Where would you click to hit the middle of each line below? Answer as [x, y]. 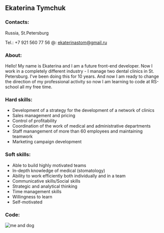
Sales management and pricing [43, 116]
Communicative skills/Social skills [46, 181]
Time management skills [37, 191]
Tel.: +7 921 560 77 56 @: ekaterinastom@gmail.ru [56, 42]
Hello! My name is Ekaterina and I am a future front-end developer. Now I [79, 66]
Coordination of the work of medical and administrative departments [81, 126]
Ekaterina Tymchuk [35, 8]
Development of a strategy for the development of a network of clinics [83, 110]
